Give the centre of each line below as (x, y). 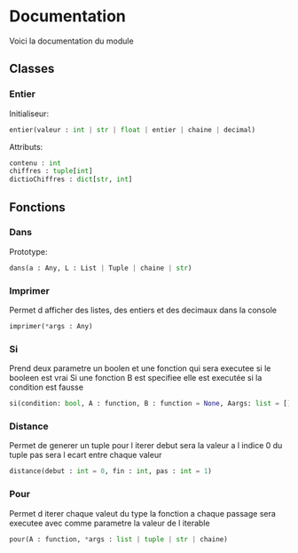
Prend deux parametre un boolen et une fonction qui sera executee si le (140, 368)
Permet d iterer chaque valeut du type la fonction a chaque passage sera (143, 513)
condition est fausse (47, 387)
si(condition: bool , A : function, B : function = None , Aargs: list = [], (152, 404)
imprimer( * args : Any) (51, 326)
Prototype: (28, 251)
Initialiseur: (29, 114)
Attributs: (26, 146)
